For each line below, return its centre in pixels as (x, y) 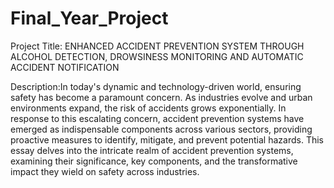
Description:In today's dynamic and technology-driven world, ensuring (156, 86)
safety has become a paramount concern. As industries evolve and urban (161, 97)
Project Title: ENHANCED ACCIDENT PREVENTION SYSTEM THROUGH (157, 46)
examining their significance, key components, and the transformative (154, 161)
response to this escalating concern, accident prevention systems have (157, 118)
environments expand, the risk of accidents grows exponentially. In (148, 108)
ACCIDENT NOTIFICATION (65, 67)
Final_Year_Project (89, 18)
